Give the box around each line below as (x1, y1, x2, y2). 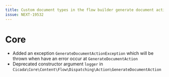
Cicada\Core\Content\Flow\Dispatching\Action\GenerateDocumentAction (12, 67, 162, 72)
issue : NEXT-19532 (5, 12, 44, 17)
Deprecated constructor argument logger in (12, 61, 103, 67)
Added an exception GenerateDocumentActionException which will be (12, 50, 154, 56)
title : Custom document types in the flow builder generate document (5, 7, 154, 13)
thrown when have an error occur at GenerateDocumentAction (12, 56, 138, 62)
